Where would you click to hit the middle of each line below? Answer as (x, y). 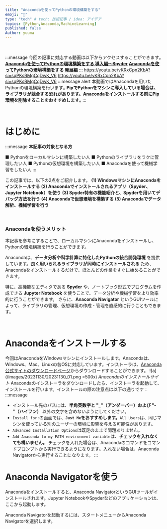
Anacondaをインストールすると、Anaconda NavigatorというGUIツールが (80, 492)
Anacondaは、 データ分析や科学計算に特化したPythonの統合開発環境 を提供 (83, 258)
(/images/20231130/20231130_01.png (43, 377)
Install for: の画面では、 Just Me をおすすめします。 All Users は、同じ (85, 418)
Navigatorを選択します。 (30, 521)
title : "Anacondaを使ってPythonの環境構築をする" (53, 10)
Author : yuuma (20, 33)
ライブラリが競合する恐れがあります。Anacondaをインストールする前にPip (82, 94)
